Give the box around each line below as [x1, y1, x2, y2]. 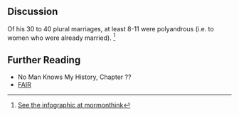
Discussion [7, 6, 58, 18]
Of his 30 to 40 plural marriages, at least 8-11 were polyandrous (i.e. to [7, 24, 215, 33]
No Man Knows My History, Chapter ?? [17, 73, 132, 81]
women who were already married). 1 [7, 32, 116, 42]
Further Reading [7, 53, 81, 66]
